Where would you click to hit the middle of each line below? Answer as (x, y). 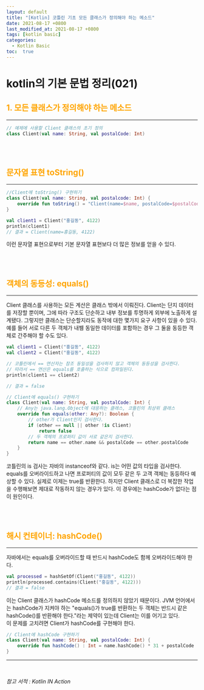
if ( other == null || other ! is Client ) (80, 425)
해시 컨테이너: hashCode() (54, 536)
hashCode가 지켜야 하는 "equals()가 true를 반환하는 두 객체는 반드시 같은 (100, 608)
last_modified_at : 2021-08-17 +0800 (53, 29)
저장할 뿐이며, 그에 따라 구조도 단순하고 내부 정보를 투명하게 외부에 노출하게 (102, 313)
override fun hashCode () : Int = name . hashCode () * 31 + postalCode (106, 646)
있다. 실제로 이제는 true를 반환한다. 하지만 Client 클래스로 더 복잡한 (103, 481)
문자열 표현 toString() (45, 172)
